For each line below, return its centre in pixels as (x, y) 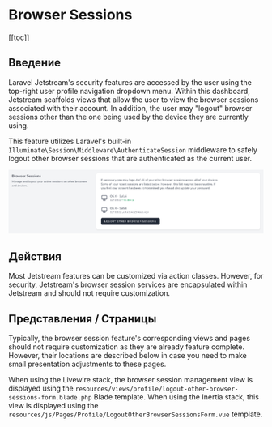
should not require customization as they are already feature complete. (127, 347)
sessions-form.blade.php (50, 397)
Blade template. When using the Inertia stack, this (176, 397)
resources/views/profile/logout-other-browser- (157, 389)
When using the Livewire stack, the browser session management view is (131, 379)
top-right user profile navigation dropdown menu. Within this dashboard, (130, 91)
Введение (35, 63)
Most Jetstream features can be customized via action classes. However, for (136, 276)
